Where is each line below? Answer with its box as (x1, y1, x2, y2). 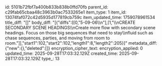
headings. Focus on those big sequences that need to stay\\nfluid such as (5, 30, 153, 35)
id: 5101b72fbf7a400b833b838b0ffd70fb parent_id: (5, 4, 108, 10)
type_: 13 (41, 56, 60, 61)
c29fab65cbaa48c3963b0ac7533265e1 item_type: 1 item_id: (5, 9, 126, 15)
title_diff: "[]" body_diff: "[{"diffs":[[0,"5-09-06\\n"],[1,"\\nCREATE (5, 19, 136, 25)
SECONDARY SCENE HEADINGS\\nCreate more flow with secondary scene (5, 25, 156, 31)
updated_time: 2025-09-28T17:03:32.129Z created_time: (5, 50, 118, 56)
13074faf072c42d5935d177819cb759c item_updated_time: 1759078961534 (5, 15, 156, 20)
